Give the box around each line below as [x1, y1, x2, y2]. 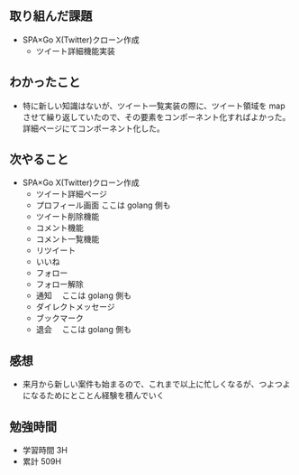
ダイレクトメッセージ [35, 302, 115, 312]
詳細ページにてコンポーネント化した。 [22, 123, 165, 134]
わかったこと [9, 75, 81, 90]
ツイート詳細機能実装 [35, 45, 115, 56]
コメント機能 [35, 222, 84, 233]
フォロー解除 [35, 279, 84, 290]
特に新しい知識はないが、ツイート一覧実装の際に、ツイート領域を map [22, 100, 285, 111]
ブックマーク [35, 312, 84, 323]
